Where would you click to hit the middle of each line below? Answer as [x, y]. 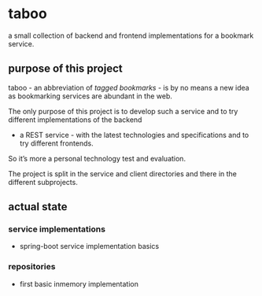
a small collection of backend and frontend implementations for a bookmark [131, 35]
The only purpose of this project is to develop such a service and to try [123, 111]
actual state [38, 207]
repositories [32, 267]
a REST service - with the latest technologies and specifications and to [134, 135]
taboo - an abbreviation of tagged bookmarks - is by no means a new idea [129, 87]
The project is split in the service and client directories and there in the [123, 173]
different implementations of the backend [75, 120]
